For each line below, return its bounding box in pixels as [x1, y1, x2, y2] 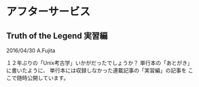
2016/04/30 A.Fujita [6, 47, 56, 54]
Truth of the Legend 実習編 [6, 31, 108, 41]
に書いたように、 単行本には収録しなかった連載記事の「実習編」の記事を [6, 67, 187, 74]
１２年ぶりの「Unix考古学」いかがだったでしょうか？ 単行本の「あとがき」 [6, 59, 193, 66]
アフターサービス [6, 5, 91, 19]
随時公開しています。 [16, 74, 69, 81]
